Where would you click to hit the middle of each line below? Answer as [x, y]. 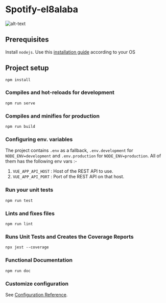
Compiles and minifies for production [52, 116]
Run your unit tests [29, 190]
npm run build [20, 127]
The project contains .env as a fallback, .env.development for [69, 150]
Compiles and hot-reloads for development [60, 92]
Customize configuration [37, 284]
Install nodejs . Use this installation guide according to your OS [70, 52]
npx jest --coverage [27, 247]
